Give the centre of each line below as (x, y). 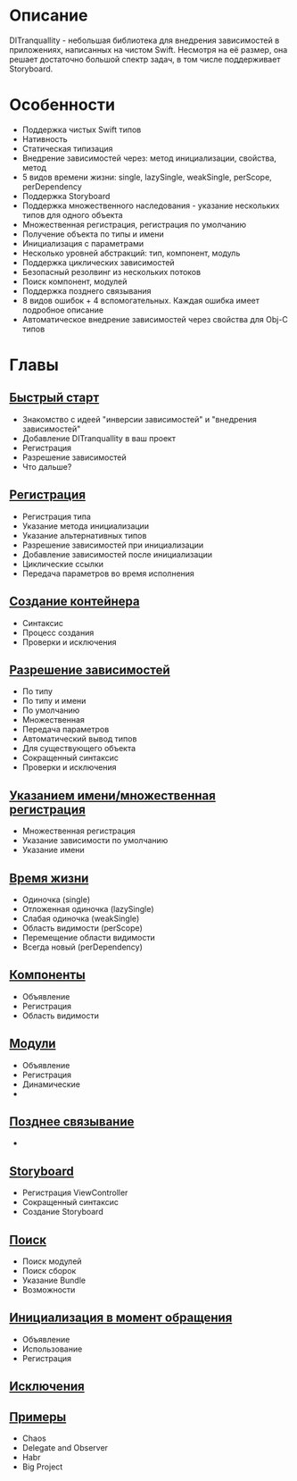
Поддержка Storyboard (66, 196)
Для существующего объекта (79, 749)
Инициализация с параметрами (83, 243)
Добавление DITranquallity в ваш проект (99, 438)
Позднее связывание (72, 1121)
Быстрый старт (54, 398)
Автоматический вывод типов (79, 739)
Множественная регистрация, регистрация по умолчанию (134, 224)
